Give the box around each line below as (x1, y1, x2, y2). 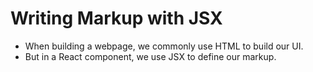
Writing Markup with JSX (10, 7, 223, 30)
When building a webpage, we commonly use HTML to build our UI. (24, 40, 304, 52)
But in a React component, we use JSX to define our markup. (24, 50, 277, 62)
